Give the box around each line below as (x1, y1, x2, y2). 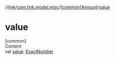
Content (5, 43, 22, 49)
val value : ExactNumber (5, 48, 54, 54)
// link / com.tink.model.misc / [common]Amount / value (5, 4, 110, 10)
